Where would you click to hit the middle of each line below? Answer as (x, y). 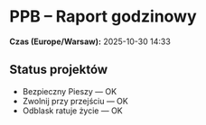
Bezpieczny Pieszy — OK (70, 91)
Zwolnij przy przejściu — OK (75, 101)
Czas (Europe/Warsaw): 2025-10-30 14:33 (90, 41)
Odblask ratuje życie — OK (73, 111)
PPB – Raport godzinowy (103, 17)
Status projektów (59, 70)
